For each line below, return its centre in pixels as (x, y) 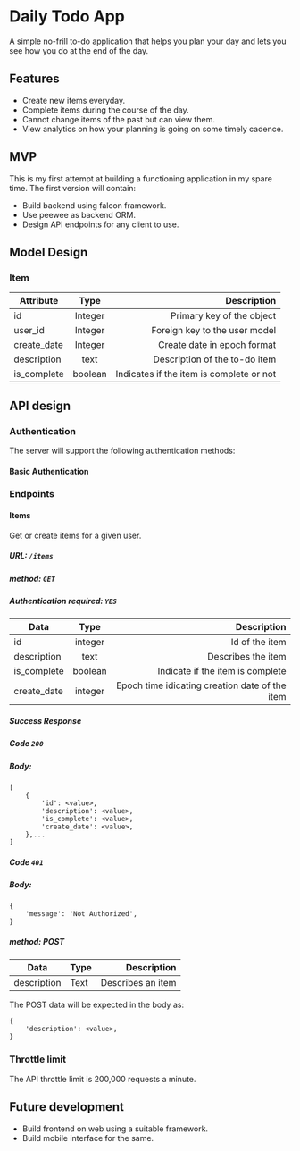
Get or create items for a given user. (75, 535)
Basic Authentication (49, 471)
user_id (29, 331)
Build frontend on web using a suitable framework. (115, 1129)
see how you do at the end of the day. (79, 50)
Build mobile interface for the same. (88, 1138)
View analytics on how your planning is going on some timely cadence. (153, 129)
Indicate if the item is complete (222, 671)
